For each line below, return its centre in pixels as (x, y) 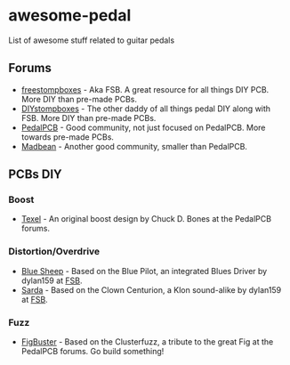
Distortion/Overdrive (54, 252)
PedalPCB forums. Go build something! (93, 352)
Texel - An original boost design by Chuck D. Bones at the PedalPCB (146, 219)
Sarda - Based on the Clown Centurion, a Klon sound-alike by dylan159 (151, 289)
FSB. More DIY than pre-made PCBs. (89, 118)
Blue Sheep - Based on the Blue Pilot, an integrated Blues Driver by (144, 271)
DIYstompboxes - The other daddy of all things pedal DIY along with (146, 109)
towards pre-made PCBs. (68, 137)
